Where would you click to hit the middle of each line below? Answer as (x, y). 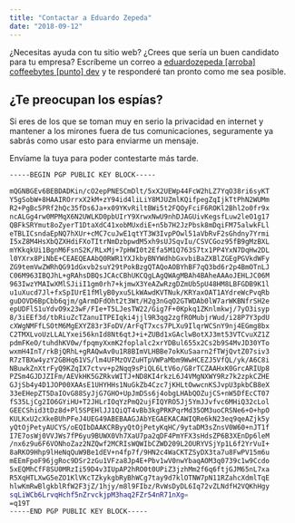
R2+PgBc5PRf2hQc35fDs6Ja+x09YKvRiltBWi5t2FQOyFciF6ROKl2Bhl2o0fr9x (140, 208)
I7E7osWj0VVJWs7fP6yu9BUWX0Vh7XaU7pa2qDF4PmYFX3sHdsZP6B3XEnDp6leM (140, 436)
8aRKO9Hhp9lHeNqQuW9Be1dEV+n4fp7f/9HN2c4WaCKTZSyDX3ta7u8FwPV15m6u (140, 453)
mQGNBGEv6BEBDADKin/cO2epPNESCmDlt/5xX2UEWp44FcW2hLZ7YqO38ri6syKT (140, 191)
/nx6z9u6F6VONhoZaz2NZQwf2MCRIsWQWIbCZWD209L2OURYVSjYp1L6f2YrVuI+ (140, 444)
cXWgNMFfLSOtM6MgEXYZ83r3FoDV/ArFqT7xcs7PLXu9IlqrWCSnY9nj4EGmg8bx (140, 326)
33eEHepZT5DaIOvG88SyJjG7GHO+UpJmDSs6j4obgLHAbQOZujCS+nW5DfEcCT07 (140, 394)
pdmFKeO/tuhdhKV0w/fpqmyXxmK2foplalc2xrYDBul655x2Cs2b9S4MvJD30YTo (140, 343)
